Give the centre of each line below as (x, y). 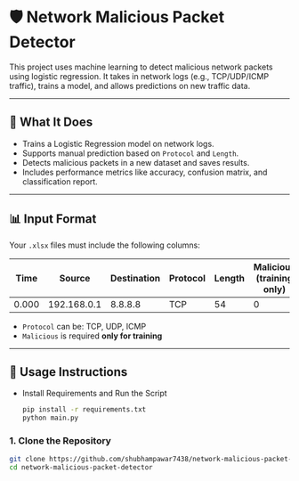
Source (75, 278)
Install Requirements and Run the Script (94, 394)
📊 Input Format (53, 219)
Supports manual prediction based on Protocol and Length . (130, 153)
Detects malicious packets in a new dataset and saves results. (136, 162)
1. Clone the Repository (60, 441)
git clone (28, 460)
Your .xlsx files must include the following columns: (105, 245)
